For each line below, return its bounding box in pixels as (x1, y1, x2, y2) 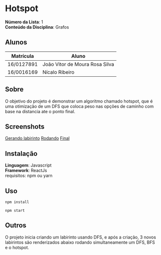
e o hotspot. (5, 244, 29, 250)
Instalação (5, 149, 38, 158)
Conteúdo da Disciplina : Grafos (5, 24, 69, 30)
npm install (5, 200, 29, 204)
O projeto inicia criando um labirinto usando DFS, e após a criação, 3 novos (5, 234, 157, 240)
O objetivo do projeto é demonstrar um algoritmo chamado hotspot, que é (5, 98, 153, 104)
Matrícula (11, 52, 34, 59)
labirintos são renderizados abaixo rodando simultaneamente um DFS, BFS (5, 239, 155, 245)
